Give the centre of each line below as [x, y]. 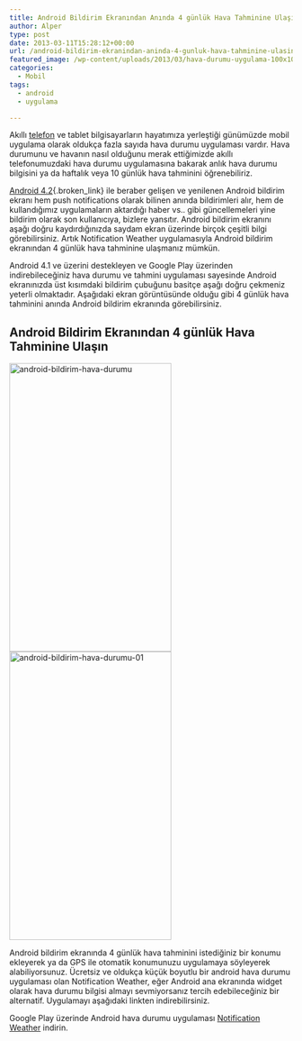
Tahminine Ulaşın [59, 347]
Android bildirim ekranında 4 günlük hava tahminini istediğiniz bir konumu [145, 953]
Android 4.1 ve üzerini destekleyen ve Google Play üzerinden [121, 266]
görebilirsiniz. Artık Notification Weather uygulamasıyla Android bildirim [141, 239]
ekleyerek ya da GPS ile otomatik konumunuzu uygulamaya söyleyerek [140, 963]
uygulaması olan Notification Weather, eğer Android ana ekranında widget [146, 982]
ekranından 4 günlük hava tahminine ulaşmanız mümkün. [115, 248]
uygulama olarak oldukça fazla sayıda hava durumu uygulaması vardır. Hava [150, 144]
